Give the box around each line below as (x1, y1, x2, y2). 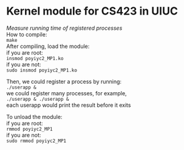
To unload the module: (6, 113, 63, 120)
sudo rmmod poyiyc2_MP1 (6, 138, 67, 144)
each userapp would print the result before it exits (6, 101, 131, 109)
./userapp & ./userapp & (6, 96, 69, 102)
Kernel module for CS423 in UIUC (6, 4, 178, 18)
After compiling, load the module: (6, 43, 90, 50)
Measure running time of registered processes (6, 24, 123, 32)
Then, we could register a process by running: (6, 78, 122, 85)
